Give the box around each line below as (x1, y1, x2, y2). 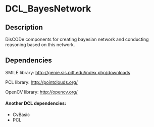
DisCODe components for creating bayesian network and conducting (5, 36, 149, 42)
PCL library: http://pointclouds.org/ (5, 79, 78, 85)
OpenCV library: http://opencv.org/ (5, 89, 78, 95)
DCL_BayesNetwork (5, 3, 91, 15)
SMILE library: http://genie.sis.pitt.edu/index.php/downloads (5, 69, 130, 75)
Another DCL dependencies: (5, 100, 67, 106)
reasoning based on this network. (5, 42, 75, 48)
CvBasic (12, 111, 30, 118)
